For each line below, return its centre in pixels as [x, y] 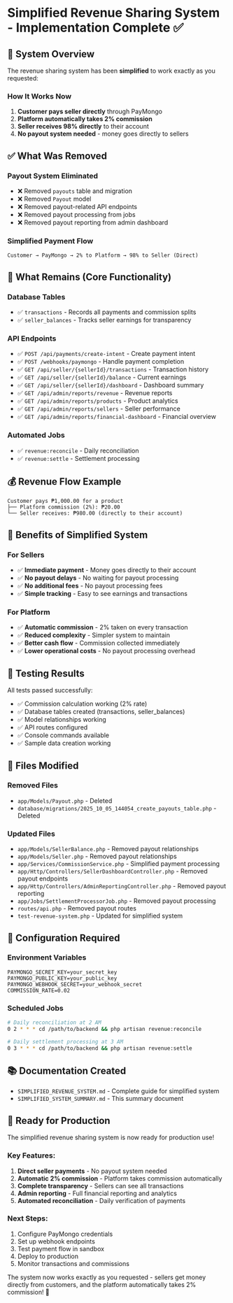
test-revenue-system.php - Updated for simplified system [100, 916]
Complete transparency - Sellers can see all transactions [100, 1185]
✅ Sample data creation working [64, 743]
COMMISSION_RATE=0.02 [39, 990]
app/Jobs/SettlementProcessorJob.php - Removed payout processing [116, 901]
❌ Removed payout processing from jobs [76, 214]
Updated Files [31, 834]
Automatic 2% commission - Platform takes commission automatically [120, 1178]
